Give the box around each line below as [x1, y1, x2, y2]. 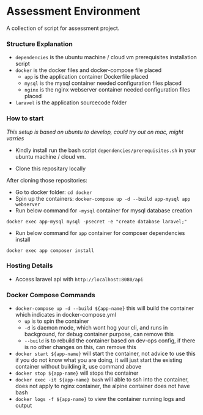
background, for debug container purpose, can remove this [24, 331, 174, 338]
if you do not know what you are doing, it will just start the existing [15, 356, 182, 364]
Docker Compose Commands [6, 290, 96, 299]
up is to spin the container [24, 317, 90, 325]
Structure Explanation [6, 40, 73, 48]
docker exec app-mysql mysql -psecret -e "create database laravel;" [6, 218, 188, 225]
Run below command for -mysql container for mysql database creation [15, 206, 193, 214]
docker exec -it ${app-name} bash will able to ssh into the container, [15, 376, 189, 383]
